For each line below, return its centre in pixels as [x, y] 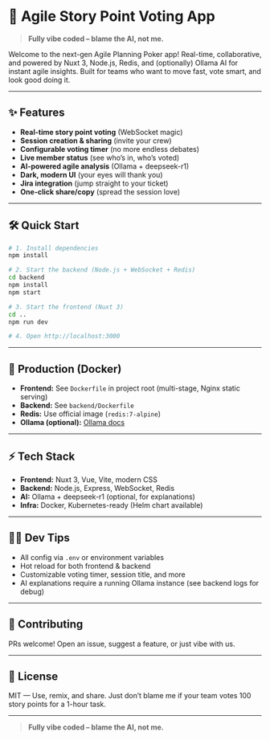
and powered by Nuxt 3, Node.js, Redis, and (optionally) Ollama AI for [123, 63]
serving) [34, 397]
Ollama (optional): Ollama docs [72, 423]
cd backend [27, 278]
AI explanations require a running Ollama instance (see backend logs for [139, 583]
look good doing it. [39, 80]
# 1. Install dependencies [53, 248]
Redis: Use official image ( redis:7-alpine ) [90, 414]
